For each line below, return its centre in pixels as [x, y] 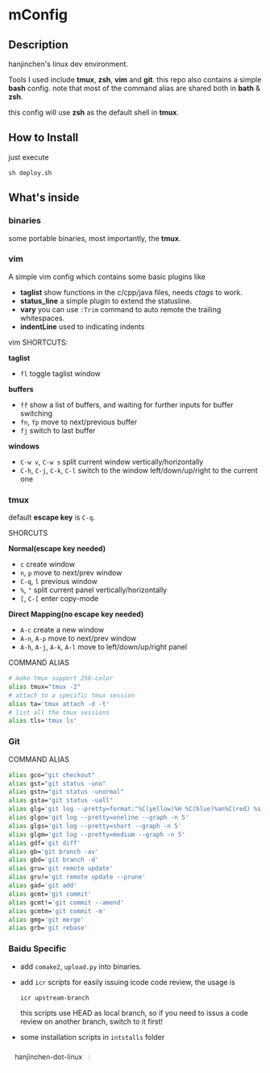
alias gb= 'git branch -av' [54, 852]
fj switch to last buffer [58, 430]
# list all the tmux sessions [59, 712]
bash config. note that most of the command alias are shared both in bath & [134, 88]
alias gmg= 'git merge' [46, 920]
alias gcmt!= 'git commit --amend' [66, 902]
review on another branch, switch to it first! [91, 1021]
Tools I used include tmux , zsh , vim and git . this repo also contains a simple [135, 79]
